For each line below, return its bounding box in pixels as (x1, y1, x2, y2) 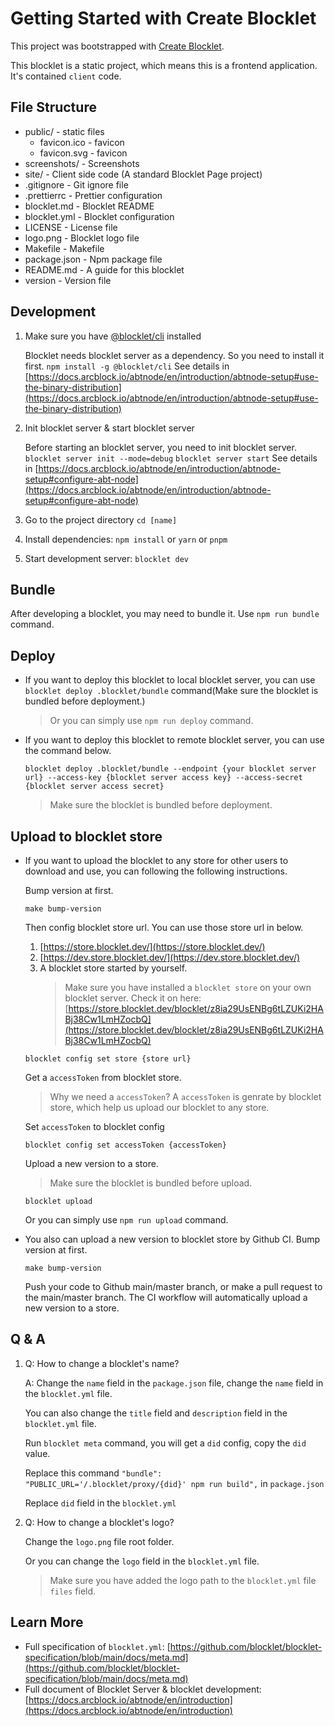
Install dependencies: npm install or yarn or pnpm (24, 533, 228, 545)
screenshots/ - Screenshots (24, 157, 140, 169)
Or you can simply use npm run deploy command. (49, 715, 254, 727)
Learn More (10, 1614, 84, 1631)
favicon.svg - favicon (39, 147, 128, 159)
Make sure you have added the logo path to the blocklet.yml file (49, 1574, 317, 1586)
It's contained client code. (10, 70, 122, 82)
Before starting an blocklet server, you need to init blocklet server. (24, 441, 297, 453)
